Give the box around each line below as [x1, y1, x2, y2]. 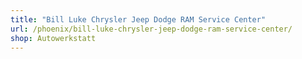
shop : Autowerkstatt [10, 33, 97, 43]
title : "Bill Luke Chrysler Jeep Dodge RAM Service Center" [10, 14, 267, 25]
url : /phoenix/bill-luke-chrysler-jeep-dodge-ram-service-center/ [10, 24, 293, 34]
